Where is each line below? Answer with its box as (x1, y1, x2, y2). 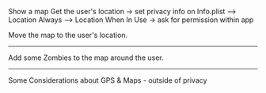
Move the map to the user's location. (8, 31, 128, 39)
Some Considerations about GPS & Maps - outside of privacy (8, 76, 207, 85)
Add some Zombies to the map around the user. (8, 53, 164, 62)
